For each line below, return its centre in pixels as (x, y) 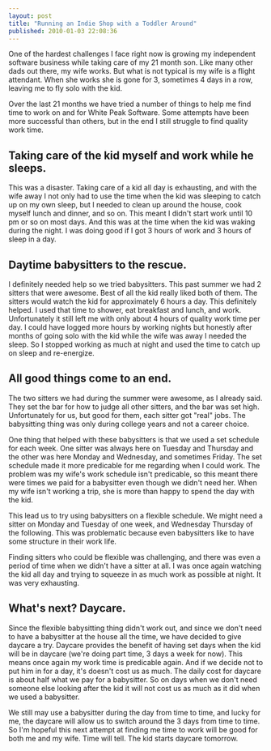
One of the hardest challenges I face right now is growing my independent (132, 54)
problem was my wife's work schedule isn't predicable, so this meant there (133, 474)
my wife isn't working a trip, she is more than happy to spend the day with (131, 491)
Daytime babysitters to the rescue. (98, 265)
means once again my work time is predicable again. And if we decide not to (136, 662)
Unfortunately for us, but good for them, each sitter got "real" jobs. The (127, 415)
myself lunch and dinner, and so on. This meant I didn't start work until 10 (131, 213)
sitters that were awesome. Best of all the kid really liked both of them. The (133, 293)
